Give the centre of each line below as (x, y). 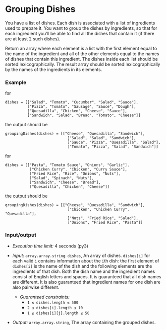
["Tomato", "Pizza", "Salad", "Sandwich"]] (113, 147)
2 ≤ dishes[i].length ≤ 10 (55, 308)
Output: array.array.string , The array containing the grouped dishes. (84, 322)
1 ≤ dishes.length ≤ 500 (53, 302)
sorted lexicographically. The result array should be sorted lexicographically (83, 64)
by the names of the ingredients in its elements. (54, 69)
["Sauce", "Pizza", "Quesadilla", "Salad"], (114, 143)
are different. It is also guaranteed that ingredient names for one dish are (86, 282)
